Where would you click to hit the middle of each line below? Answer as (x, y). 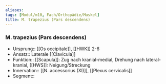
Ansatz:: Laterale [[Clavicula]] (44, 54)
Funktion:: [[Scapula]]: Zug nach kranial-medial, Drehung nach (79, 59)
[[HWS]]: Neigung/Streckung (60, 65)
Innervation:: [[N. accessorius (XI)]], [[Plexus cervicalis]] (72, 70)
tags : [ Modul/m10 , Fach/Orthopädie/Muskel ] (53, 15)
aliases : (15, 10)
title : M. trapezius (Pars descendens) (48, 19)
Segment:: (24, 76)
